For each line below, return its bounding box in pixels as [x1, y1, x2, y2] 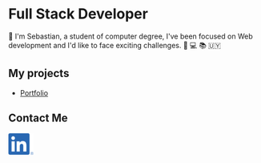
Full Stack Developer [8, 5, 148, 23]
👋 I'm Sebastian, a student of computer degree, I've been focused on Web [8, 31, 254, 41]
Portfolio [19, 88, 49, 97]
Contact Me [8, 112, 68, 125]
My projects [8, 67, 70, 80]
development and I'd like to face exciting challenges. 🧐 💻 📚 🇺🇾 [8, 40, 222, 50]
